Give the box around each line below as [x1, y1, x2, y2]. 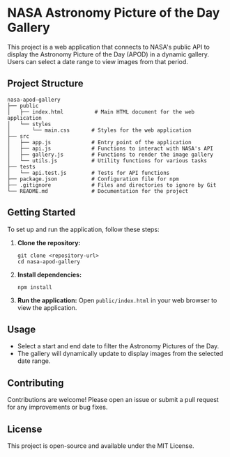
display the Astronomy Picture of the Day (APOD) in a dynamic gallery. [7, 50, 210, 59]
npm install [17, 284, 52, 291]
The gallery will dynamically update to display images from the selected [17, 350, 224, 358]
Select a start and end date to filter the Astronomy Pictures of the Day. [17, 342, 220, 350]
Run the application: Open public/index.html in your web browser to [17, 296, 217, 304]
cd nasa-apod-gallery [17, 258, 80, 265]
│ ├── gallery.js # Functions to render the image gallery [7, 151, 214, 158]
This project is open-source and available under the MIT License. [7, 442, 194, 450]
